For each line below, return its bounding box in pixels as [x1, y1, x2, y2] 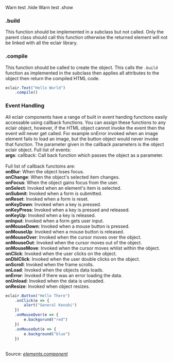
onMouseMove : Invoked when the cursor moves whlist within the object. [5, 245, 161, 251]
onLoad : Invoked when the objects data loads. [5, 267, 104, 273]
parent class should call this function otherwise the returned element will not [5, 34, 168, 41]
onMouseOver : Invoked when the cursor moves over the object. [5, 234, 142, 240]
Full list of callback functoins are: [5, 163, 76, 169]
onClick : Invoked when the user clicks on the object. [5, 250, 117, 257]
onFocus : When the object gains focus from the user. [5, 179, 119, 186]
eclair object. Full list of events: [5, 147, 71, 153]
